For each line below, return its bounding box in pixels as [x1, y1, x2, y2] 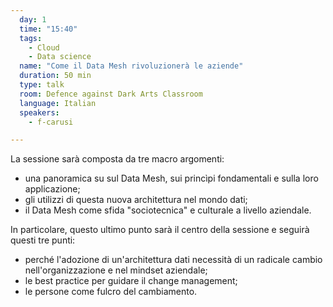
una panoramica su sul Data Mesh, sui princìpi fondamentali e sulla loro [24, 172, 319, 185]
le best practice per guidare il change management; [24, 275, 238, 287]
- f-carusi [28, 117, 74, 127]
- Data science [28, 52, 92, 62]
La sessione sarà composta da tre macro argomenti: [10, 153, 225, 165]
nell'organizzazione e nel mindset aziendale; [24, 264, 208, 276]
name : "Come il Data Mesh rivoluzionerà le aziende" [19, 61, 244, 71]
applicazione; [24, 183, 81, 195]
